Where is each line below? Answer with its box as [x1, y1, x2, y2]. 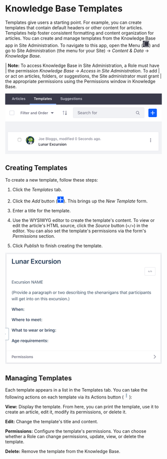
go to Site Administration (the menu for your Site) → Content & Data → [5, 48, 149, 54]
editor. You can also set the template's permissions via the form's [12, 228, 147, 234]
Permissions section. [12, 233, 56, 239]
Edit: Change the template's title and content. [5, 419, 98, 425]
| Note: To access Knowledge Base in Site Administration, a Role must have [5, 63, 160, 68]
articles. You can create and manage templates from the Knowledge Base [5, 35, 156, 41]
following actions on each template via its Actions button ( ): [5, 394, 133, 400]
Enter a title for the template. [12, 207, 71, 213]
